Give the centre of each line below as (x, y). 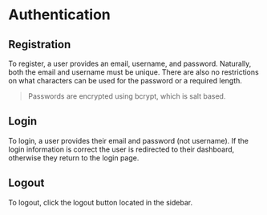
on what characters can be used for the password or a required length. (125, 81)
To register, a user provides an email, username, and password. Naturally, (130, 63)
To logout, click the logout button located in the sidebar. (101, 202)
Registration (40, 45)
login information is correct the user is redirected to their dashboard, (121, 149)
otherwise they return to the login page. (74, 157)
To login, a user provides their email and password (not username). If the (128, 140)
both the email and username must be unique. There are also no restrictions (133, 72)
